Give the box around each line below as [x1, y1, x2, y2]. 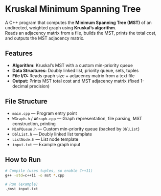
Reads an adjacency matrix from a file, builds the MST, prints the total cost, [5, 30, 157, 36]
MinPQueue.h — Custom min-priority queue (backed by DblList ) [12, 126, 140, 131]
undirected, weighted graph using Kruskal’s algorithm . [5, 24, 116, 30]
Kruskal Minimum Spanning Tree [5, 3, 141, 15]
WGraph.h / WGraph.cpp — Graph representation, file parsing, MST [12, 115, 142, 121]
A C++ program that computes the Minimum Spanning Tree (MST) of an [5, 20, 152, 25]
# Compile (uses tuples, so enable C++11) [5, 169, 93, 174]
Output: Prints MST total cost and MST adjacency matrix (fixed [12, 78, 139, 84]
